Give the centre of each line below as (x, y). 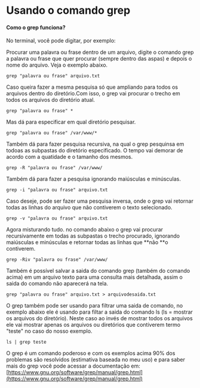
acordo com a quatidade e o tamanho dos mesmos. (70, 157)
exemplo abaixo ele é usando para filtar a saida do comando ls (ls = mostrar (99, 312)
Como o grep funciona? (36, 27)
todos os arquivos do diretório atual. (51, 100)
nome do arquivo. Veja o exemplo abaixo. (57, 65)
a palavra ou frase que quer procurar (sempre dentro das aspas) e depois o (99, 59)
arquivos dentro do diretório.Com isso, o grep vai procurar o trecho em (93, 94)
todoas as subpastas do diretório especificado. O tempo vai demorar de (95, 151)
